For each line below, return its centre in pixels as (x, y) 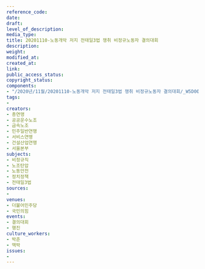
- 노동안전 (18, 171)
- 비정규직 (18, 160)
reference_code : (27, 12)
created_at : (21, 63)
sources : (17, 188)
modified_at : (23, 57)
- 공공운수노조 (22, 120)
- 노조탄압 (18, 166)
